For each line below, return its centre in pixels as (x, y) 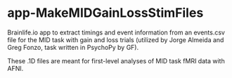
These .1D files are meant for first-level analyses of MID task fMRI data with (116, 60)
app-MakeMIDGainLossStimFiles (105, 13)
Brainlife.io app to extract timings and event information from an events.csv (116, 32)
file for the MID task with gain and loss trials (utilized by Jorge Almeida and (116, 39)
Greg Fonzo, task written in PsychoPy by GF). (73, 47)
